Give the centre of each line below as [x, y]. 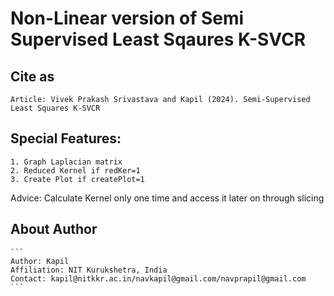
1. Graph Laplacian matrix [66, 162]
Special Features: [66, 138]
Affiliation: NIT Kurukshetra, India [89, 270]
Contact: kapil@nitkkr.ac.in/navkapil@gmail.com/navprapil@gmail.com [158, 278]
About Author [54, 229]
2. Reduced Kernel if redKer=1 [75, 170]
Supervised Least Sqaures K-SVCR [158, 39]
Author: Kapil [40, 261]
